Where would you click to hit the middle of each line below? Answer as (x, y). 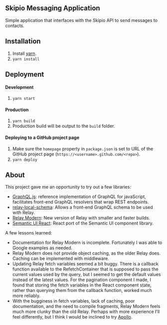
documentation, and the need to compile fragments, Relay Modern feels (86, 306)
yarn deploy (25, 159)
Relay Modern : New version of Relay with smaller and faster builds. (81, 218)
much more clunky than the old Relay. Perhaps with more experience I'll (86, 311)
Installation (23, 41)
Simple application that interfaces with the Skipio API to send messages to (82, 20)
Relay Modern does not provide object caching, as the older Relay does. (86, 253)
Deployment (25, 74)
